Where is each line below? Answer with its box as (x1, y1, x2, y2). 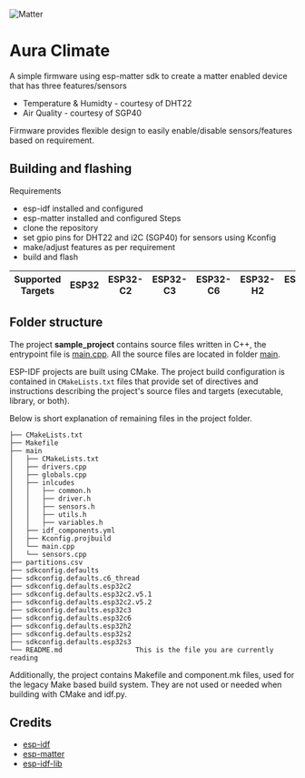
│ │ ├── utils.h (9, 510, 88, 519)
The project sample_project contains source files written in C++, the (9, 338, 267, 349)
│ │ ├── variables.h (9, 518, 103, 527)
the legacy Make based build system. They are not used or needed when (9, 679, 282, 690)
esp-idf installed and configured (22, 203, 143, 214)
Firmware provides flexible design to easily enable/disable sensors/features (9, 125, 293, 136)
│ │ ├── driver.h (9, 494, 92, 503)
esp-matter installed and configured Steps (22, 212, 182, 223)
